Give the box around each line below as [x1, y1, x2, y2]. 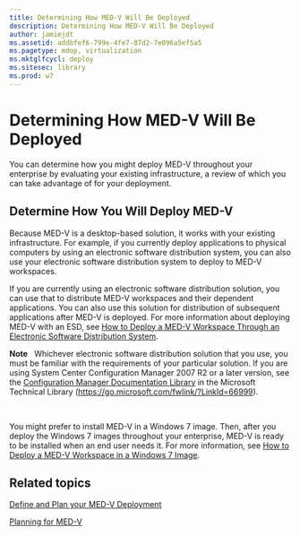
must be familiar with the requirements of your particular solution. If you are [9, 358, 288, 368]
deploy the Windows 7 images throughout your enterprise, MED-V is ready [9, 430, 285, 441]
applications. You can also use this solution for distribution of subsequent [9, 302, 280, 313]
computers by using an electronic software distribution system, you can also [9, 246, 291, 257]
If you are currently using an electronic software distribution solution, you [9, 283, 280, 294]
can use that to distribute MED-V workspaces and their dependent [9, 292, 254, 303]
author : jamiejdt [9, 30, 74, 39]
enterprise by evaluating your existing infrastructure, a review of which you [9, 168, 287, 179]
